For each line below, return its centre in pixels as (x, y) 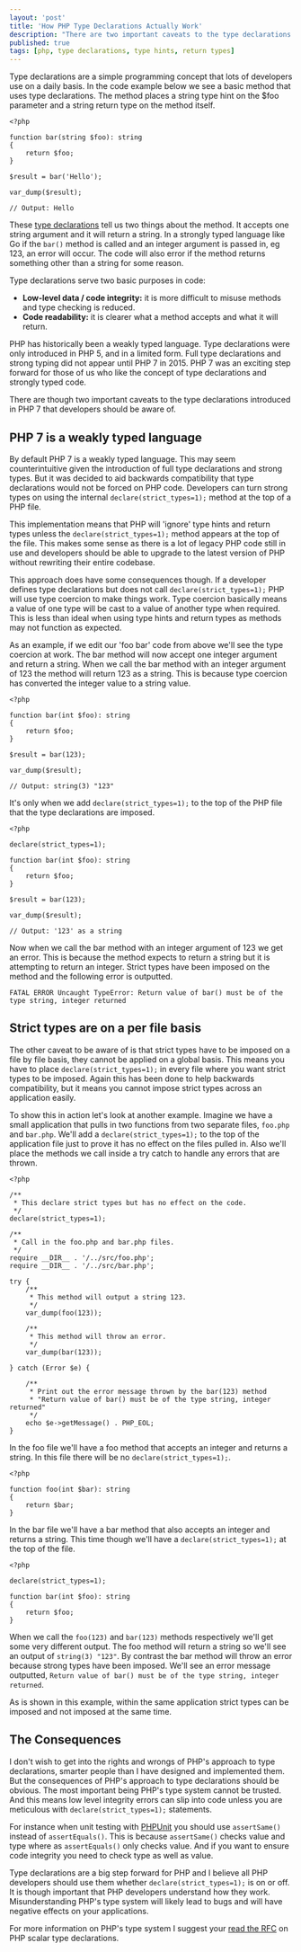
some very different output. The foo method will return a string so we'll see (148, 1646)
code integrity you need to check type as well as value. (111, 1855)
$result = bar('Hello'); (56, 177)
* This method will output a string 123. (108, 1297)
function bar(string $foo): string (76, 138)
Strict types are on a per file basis (106, 1029)
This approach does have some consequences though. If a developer (138, 580)
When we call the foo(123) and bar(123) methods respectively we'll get (142, 1637)
